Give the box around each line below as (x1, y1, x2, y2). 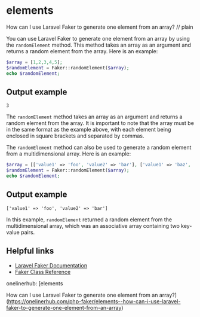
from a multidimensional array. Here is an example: (6, 150, 131, 157)
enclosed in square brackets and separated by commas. (6, 132, 144, 139)
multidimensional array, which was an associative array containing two (6, 222, 180, 229)
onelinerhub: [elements (6, 279, 63, 287)
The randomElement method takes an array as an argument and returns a (6, 113, 183, 120)
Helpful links (6, 246, 54, 256)
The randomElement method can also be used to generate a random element (6, 144, 192, 151)
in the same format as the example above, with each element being (6, 126, 171, 133)
